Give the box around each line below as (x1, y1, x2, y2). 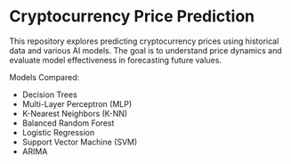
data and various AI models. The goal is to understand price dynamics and (9, 45, 282, 55)
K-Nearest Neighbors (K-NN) (21, 108, 128, 119)
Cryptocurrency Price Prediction (9, 6, 255, 27)
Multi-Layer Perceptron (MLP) (21, 98, 133, 109)
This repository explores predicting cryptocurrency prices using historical (9, 36, 279, 46)
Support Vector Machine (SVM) (21, 136, 138, 147)
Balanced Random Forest (21, 118, 115, 128)
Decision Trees (21, 89, 77, 100)
